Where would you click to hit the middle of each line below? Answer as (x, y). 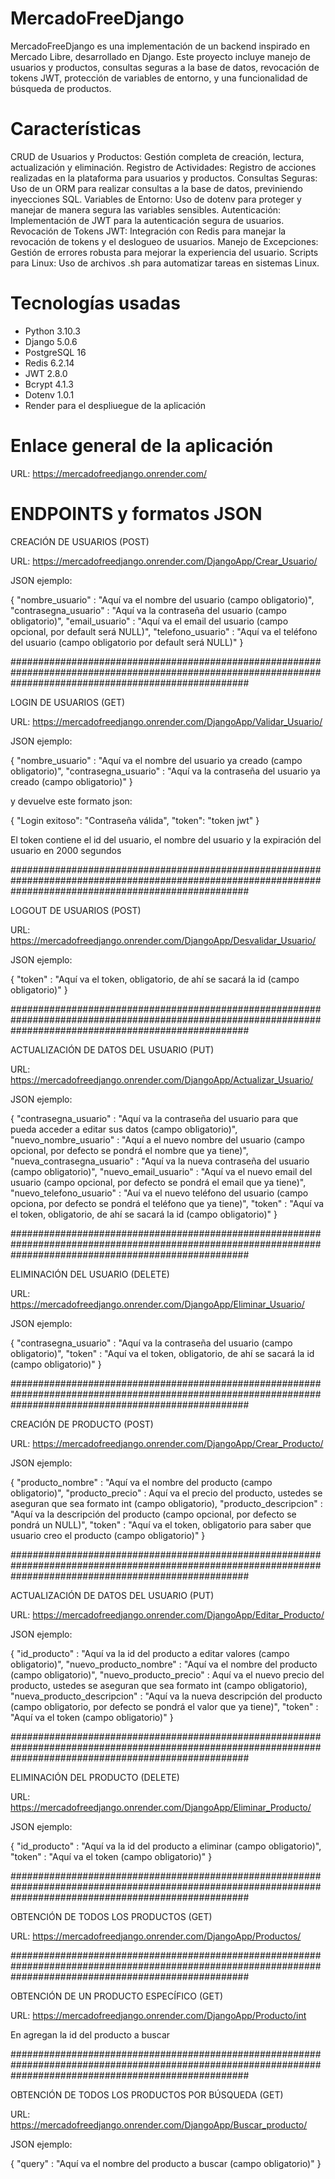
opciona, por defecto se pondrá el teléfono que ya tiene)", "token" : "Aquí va (167, 1203)
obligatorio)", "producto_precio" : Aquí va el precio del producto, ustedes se (166, 1493)
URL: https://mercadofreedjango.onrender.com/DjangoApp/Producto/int (158, 2015)
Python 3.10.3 (52, 331)
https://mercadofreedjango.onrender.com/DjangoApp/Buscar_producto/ (159, 2124)
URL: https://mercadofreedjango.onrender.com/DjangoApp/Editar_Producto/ (167, 1614)
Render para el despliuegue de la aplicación (115, 405)
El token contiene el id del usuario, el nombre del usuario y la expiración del (166, 839)
